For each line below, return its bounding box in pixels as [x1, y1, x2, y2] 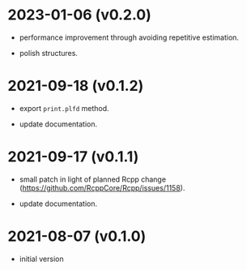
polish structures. [19, 48, 79, 58]
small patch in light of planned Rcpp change [19, 174, 167, 184]
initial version [19, 254, 64, 264]
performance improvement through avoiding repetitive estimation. [19, 32, 240, 42]
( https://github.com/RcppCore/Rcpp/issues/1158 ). [19, 182, 185, 192]
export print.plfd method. [19, 103, 110, 113]
